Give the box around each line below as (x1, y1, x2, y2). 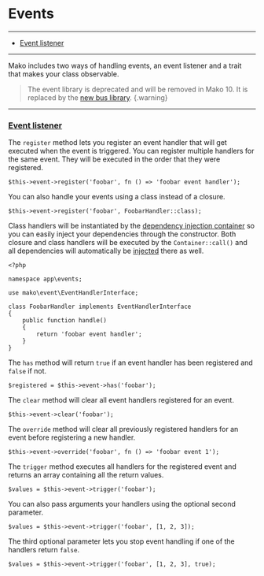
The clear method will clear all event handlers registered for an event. (8, 396, 234, 405)
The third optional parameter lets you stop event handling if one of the (8, 537, 236, 546)
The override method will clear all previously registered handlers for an (8, 425, 239, 434)
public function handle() (22, 317, 108, 325)
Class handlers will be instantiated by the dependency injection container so (8, 221, 255, 231)
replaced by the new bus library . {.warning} (27, 92, 168, 102)
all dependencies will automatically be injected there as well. (8, 246, 204, 256)
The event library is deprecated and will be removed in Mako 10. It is (27, 84, 248, 94)
